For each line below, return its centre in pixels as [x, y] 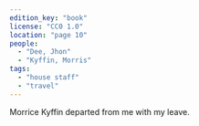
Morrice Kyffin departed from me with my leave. [99, 111]
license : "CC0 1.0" [47, 26]
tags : [20, 69]
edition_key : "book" [49, 18]
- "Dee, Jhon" [44, 52]
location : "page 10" [49, 35]
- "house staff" [48, 78]
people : [24, 43]
